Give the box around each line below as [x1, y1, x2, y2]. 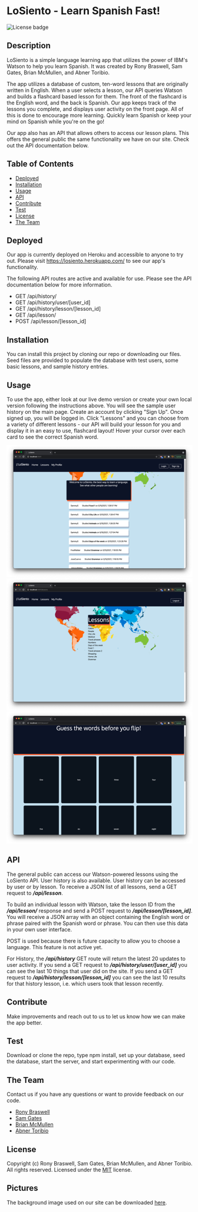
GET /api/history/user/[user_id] [15, 299, 91, 306]
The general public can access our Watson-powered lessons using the [6, 871, 179, 878]
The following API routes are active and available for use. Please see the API [6, 275, 192, 282]
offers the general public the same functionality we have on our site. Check [6, 136, 189, 143]
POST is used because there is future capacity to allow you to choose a [6, 937, 180, 944]
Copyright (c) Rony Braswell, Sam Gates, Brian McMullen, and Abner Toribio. [6, 1160, 193, 1167]
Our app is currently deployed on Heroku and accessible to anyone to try [6, 251, 184, 258]
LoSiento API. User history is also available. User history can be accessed [6, 877, 186, 884]
